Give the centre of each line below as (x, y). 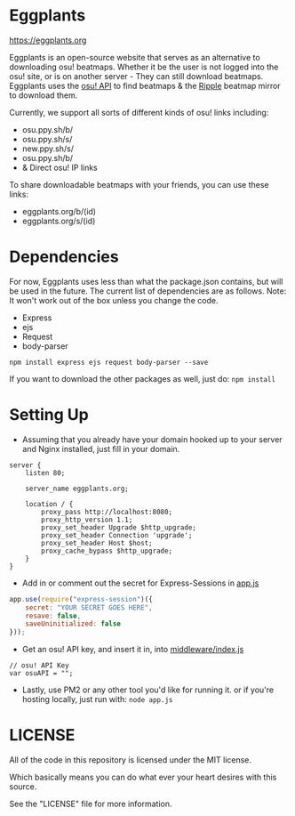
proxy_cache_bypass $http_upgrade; (107, 551)
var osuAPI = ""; (41, 674)
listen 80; (45, 473)
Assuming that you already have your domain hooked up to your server (152, 439)
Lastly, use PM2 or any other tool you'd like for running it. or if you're (147, 690)
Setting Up (49, 415)
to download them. (44, 95)
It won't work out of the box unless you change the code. (114, 300)
